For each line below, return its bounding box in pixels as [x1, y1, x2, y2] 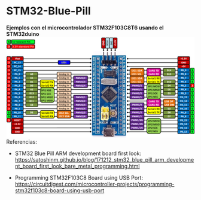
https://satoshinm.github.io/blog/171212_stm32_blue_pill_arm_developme [14, 156, 194, 163]
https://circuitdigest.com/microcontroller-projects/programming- [14, 180, 175, 187]
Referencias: [6, 138, 38, 145]
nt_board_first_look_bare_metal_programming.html [14, 162, 140, 169]
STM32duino [6, 30, 39, 37]
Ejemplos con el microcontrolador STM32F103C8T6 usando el [6, 24, 164, 31]
